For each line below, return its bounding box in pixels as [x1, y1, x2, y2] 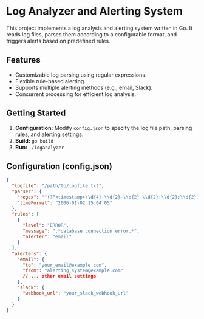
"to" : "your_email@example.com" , [22, 262, 107, 268]
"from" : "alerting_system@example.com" [22, 267, 123, 274]
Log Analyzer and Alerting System [6, 4, 183, 18]
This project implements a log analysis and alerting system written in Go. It [6, 24, 193, 32]
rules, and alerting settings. [15, 131, 84, 138]
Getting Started [6, 108, 66, 118]
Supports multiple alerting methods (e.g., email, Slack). [15, 84, 153, 91]
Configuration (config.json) [6, 161, 112, 171]
